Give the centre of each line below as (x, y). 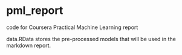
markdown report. (29, 45)
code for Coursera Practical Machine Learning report (72, 27)
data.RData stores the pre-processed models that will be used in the (91, 39)
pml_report (35, 11)
